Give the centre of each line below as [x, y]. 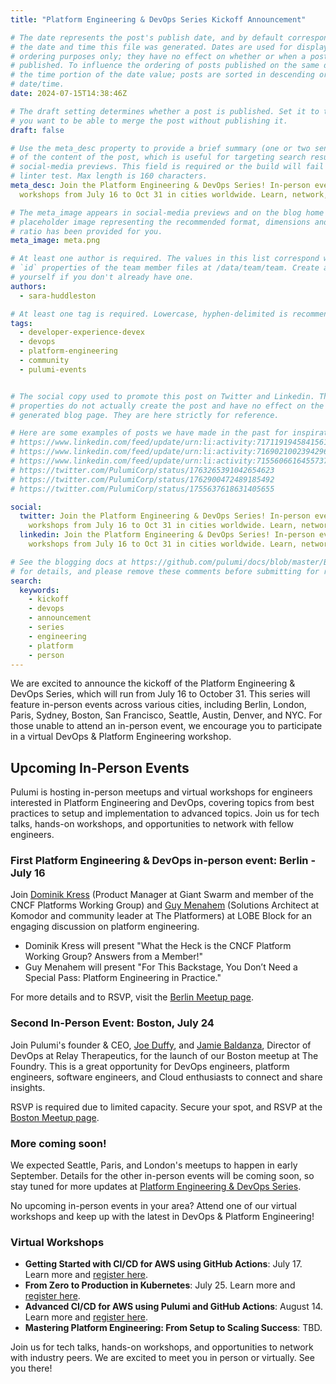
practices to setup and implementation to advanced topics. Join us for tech [165, 813]
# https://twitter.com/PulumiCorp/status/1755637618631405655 [142, 489]
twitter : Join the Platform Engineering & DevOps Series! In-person [165, 516]
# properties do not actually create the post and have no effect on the [167, 406]
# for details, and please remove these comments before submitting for [165, 571]
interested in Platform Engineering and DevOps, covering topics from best [162, 803]
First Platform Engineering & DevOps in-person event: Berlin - [163, 861]
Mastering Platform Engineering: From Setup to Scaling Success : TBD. [173, 1328]
